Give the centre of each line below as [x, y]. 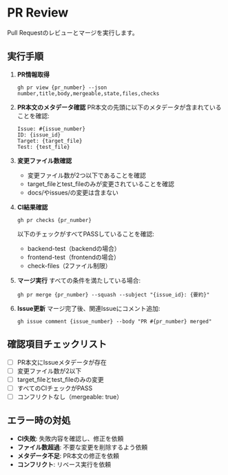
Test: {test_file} [43, 147]
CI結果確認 [32, 207]
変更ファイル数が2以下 [49, 371]
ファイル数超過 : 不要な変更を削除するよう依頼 [82, 447]
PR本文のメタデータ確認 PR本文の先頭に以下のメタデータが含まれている [119, 107]
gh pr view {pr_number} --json [62, 88]
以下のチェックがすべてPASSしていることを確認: [86, 234]
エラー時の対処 [39, 421]
